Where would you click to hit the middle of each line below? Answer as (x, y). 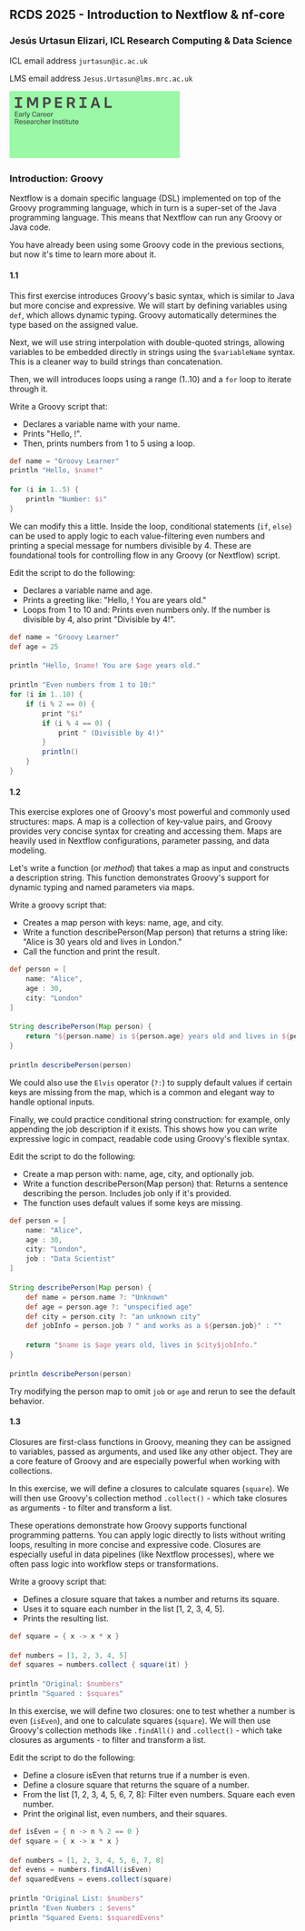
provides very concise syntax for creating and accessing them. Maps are (146, 831)
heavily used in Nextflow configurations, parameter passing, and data (139, 841)
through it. (29, 389)
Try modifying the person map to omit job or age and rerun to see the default (152, 1391)
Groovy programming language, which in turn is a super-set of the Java (143, 208)
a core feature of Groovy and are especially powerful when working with (145, 1461)
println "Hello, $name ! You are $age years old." (105, 666)
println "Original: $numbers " (67, 1684)
